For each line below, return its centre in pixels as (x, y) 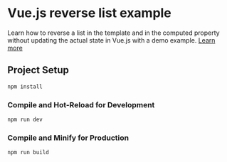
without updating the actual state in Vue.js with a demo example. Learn (111, 40)
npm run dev (25, 119)
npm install (25, 87)
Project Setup (38, 70)
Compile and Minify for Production (68, 138)
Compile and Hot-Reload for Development (81, 104)
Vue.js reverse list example (90, 13)
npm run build (28, 153)
